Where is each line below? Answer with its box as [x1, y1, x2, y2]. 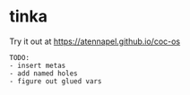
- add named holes [9, 69, 78, 78]
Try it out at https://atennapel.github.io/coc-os [9, 36, 181, 47]
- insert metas [9, 61, 66, 70]
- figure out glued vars [9, 76, 102, 86]
